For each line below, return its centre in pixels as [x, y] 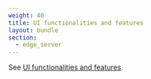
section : [23, 38]
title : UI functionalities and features [76, 23]
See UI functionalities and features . [66, 67]
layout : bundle [33, 30]
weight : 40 [26, 15]
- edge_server [39, 45]
